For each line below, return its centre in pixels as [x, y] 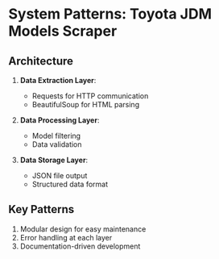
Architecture [41, 61]
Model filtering [56, 136]
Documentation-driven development [80, 246]
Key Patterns [41, 209]
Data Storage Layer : [54, 160]
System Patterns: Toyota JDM [110, 14]
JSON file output [60, 175]
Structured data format [70, 184]
